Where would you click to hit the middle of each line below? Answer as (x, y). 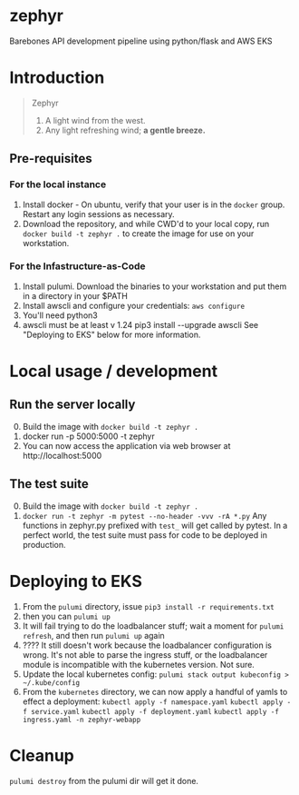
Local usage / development (114, 371)
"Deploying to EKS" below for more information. (111, 334)
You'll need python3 (60, 315)
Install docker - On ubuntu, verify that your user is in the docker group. (154, 204)
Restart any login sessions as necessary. (98, 214)
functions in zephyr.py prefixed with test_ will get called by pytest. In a (155, 525)
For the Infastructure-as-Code (77, 266)
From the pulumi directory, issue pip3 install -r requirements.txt (148, 606)
